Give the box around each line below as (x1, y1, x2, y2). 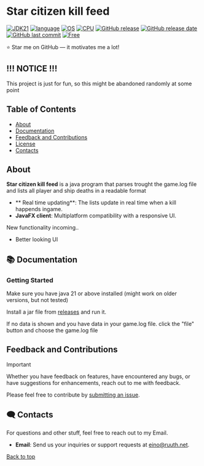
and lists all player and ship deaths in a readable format (6, 187, 146, 195)
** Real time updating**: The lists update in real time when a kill (15, 199, 176, 206)
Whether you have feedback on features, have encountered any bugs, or (6, 373, 190, 380)
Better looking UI (15, 236, 58, 243)
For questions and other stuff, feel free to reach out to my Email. (6, 429, 168, 437)
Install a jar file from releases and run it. (6, 308, 106, 316)
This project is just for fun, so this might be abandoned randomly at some (6, 80, 192, 87)
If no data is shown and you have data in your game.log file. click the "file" (6, 320, 195, 328)
